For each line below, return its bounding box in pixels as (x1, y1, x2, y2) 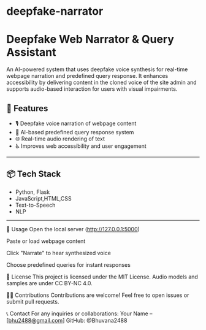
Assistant (6, 45, 56, 59)
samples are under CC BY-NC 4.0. (6, 279, 93, 286)
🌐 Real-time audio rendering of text (15, 135, 105, 142)
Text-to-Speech (15, 201, 56, 209)
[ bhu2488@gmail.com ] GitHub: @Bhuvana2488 (6, 317, 128, 324)
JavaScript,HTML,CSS (15, 194, 72, 202)
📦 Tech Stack (6, 169, 61, 179)
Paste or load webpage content (6, 237, 86, 245)
